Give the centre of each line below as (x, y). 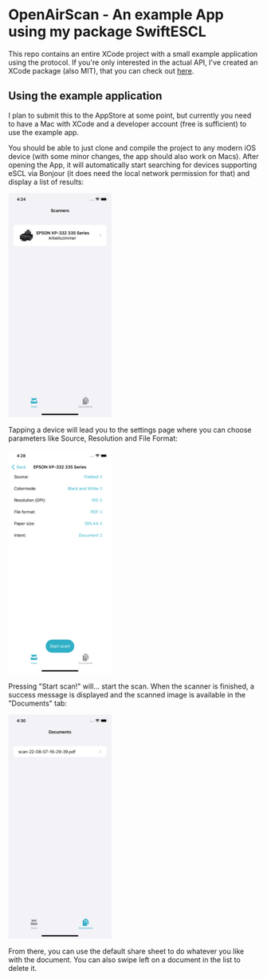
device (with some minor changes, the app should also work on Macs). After (133, 156)
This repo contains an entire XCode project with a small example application (133, 54)
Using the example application (85, 96)
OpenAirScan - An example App (116, 15)
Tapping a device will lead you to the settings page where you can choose (130, 430)
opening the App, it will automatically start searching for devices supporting (133, 165)
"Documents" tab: (38, 703)
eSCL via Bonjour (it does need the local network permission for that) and (129, 173)
